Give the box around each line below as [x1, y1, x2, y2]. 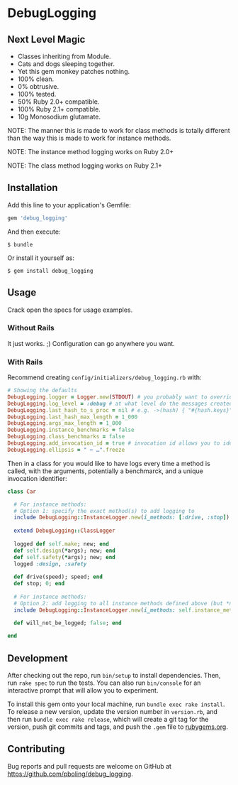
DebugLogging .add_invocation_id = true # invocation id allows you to [7, 440, 220, 447]
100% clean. [17, 75, 55, 83]
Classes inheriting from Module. [17, 52, 111, 60]
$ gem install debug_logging [7, 267, 93, 274]
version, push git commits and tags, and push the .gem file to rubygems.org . [7, 722, 229, 731]
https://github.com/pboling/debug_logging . [7, 769, 133, 778]
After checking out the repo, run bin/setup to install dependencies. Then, [7, 671, 221, 680]
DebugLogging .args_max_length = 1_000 [7, 420, 122, 427]
